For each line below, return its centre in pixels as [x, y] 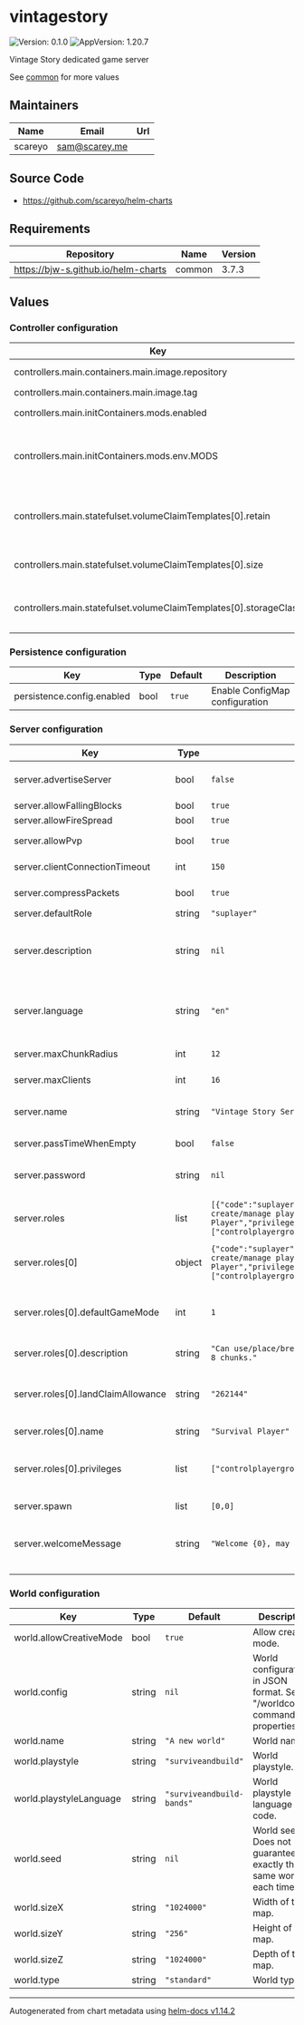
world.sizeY [38, 1933]
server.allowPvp [48, 841]
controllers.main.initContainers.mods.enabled [110, 413]
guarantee [275, 1853]
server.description [53, 950]
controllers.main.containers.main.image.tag [106, 393]
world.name [39, 1740]
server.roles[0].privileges [68, 1468]
